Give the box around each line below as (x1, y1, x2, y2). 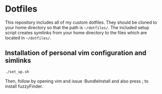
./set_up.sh (5, 69, 29, 74)
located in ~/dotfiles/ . (5, 35, 52, 41)
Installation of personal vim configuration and (5, 49, 147, 57)
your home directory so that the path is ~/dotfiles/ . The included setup (5, 24, 149, 30)
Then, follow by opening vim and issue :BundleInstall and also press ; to (5, 78, 149, 84)
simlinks (5, 57, 32, 65)
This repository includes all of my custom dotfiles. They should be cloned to (5, 19, 157, 25)
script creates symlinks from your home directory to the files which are (5, 30, 147, 35)
